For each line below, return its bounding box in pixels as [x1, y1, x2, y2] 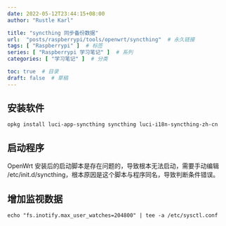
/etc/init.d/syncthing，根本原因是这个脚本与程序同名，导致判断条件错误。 [7, 171, 220, 179]
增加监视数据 [7, 193, 63, 205]
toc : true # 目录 [7, 68, 59, 75]
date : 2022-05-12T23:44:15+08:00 [7, 10, 105, 17]
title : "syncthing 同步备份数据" [7, 29, 99, 36]
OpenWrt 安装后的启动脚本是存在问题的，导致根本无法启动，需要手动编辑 [7, 162, 220, 170]
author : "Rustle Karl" [7, 17, 74, 24]
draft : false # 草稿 [7, 74, 69, 81]
